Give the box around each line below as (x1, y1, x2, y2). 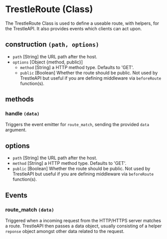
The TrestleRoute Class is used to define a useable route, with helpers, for (5, 20, 159, 26)
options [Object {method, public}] (12, 59, 83, 65)
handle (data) (5, 110, 40, 117)
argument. (5, 127, 27, 133)
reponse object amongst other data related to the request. (5, 228, 125, 234)
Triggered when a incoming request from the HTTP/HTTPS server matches (5, 217, 161, 223)
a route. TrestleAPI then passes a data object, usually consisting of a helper (5, 223, 162, 229)
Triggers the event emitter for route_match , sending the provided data (5, 122, 150, 128)
